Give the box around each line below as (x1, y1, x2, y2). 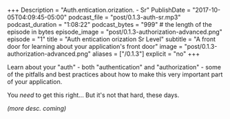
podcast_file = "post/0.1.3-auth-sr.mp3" (68, 13, 181, 21)
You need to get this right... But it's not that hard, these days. (7, 91, 180, 99)
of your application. (7, 78, 63, 85)
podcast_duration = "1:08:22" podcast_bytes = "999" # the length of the (7, 21, 212, 28)
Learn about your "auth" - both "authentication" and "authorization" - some (7, 63, 222, 71)
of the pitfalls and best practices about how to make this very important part (7, 70, 223, 78)
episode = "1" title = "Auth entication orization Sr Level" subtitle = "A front (7, 35, 216, 43)
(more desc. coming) (7, 105, 67, 112)
